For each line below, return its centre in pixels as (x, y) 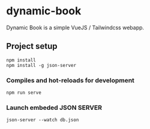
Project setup (32, 46)
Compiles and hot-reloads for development (70, 80)
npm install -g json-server (41, 65)
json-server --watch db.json (43, 120)
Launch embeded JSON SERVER (54, 107)
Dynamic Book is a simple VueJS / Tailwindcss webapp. (75, 27)
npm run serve (24, 93)
